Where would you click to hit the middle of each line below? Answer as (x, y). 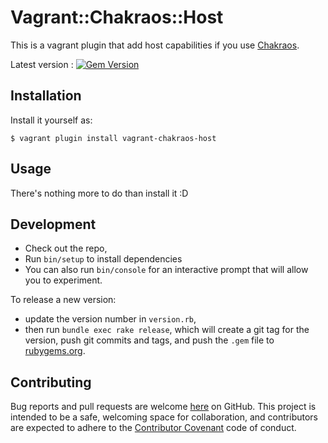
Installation (46, 96)
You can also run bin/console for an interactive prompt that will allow (166, 270)
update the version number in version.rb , (110, 319)
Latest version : (42, 64)
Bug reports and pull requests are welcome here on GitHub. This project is (163, 407)
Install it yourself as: (51, 120)
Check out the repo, (66, 248)
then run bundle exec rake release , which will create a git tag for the (167, 330)
